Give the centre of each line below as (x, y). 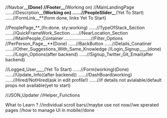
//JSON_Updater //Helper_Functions (43, 95)
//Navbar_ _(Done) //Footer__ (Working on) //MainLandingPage (70, 7)
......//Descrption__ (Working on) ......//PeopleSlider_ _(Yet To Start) (75, 13)
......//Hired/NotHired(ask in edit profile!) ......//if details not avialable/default (83, 80)
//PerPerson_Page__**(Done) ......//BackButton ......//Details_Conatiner (78, 44)
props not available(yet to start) (38, 85)
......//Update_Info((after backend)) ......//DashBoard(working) (69, 75)
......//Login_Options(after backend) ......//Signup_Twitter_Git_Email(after (79, 54)
